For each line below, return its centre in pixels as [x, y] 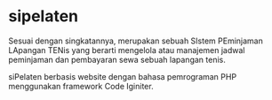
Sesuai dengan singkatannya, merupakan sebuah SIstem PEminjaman [136, 41]
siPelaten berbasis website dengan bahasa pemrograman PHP [123, 76]
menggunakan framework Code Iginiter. [81, 86]
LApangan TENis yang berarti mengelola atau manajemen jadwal [127, 50]
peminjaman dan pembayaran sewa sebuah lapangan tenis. [117, 59]
